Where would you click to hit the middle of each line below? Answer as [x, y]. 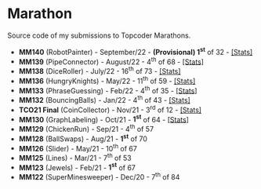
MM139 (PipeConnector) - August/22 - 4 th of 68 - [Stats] [111, 61]
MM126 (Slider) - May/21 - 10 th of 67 [78, 147]
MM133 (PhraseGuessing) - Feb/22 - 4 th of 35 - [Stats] [108, 89]
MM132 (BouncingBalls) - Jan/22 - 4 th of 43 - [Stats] [105, 99]
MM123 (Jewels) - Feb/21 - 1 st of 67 [77, 167]
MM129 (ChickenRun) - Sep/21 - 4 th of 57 [86, 128]
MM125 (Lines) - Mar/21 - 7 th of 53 [75, 157]
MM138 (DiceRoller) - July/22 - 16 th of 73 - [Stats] [100, 70]
